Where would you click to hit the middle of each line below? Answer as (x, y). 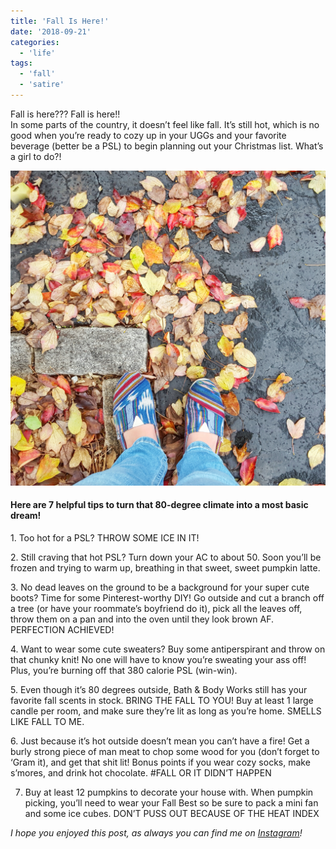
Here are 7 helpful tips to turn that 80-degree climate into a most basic (159, 505)
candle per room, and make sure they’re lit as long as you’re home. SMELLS (166, 711)
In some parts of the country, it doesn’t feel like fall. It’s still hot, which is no (165, 124)
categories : (35, 42)
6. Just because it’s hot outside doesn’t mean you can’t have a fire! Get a (160, 741)
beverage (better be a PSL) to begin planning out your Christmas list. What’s (167, 146)
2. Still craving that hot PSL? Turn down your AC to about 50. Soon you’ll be (166, 557)
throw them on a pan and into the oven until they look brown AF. (142, 619)
